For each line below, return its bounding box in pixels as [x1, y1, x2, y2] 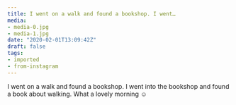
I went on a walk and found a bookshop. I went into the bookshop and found [7, 82, 230, 90]
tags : [7, 50, 23, 57]
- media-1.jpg [7, 30, 50, 37]
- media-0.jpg [7, 23, 50, 30]
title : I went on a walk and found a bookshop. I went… [7, 10, 176, 18]
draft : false [7, 43, 46, 50]
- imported [7, 56, 40, 63]
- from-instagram [7, 63, 59, 70]
